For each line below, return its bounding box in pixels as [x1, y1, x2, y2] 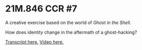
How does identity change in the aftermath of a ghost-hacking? [5, 29, 137, 35]
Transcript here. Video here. [5, 38, 64, 45]
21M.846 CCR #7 [5, 3, 77, 14]
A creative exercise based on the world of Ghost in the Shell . [5, 19, 131, 25]
